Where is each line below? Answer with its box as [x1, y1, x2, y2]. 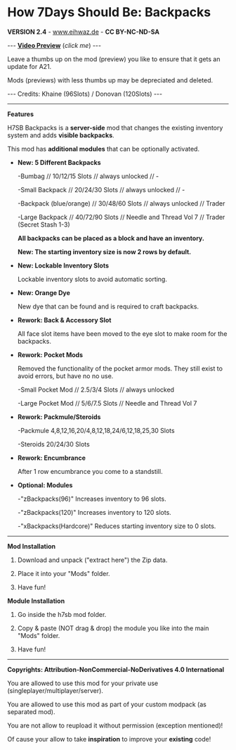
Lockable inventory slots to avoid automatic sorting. [17, 275, 167, 283]
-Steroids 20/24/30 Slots [17, 439, 90, 448]
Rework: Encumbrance [17, 454, 86, 462]
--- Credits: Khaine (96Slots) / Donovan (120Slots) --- [7, 89, 163, 98]
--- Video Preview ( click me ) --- [7, 41, 102, 49]
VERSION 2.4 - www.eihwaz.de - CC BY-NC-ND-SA [7, 27, 160, 36]
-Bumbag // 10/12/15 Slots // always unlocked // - [17, 172, 159, 180]
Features [7, 110, 34, 118]
